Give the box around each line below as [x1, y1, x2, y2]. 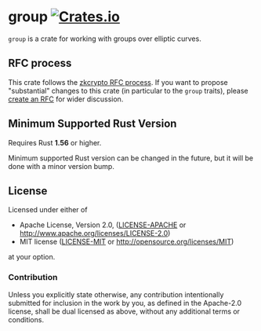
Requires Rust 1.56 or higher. [8, 138, 102, 147]
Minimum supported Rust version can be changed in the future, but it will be [8, 153, 254, 163]
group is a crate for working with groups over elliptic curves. [8, 34, 201, 43]
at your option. [8, 252, 56, 262]
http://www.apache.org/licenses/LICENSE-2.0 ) [19, 229, 171, 238]
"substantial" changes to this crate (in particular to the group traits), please [8, 86, 248, 95]
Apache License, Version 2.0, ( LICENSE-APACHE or [19, 220, 187, 230]
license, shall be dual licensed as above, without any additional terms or [8, 307, 241, 316]
